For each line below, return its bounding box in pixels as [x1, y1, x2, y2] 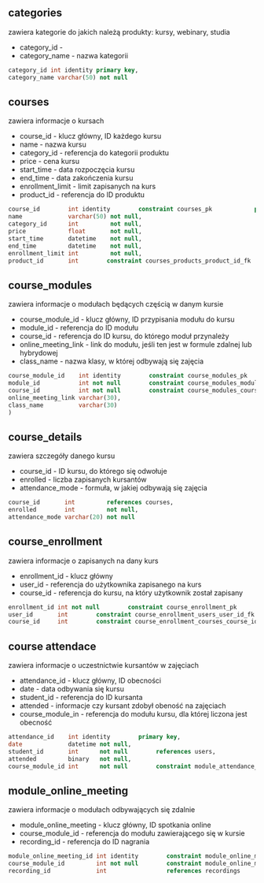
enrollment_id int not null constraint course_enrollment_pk [8, 603, 237, 611]
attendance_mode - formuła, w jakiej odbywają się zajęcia [19, 483, 208, 493]
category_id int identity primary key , [8, 66, 139, 74]
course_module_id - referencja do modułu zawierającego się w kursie [19, 829, 245, 838]
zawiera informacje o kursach [8, 116, 104, 125]
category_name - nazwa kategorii [19, 50, 128, 60]
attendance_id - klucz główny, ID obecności [19, 676, 162, 685]
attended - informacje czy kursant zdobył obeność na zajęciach [19, 701, 226, 710]
